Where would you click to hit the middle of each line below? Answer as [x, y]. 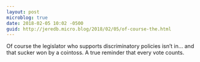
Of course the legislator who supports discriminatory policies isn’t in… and [100, 46]
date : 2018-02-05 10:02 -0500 [45, 23]
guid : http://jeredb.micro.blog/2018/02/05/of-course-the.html [89, 29]
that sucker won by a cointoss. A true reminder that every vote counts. [95, 53]
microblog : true [27, 18]
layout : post [23, 12]
